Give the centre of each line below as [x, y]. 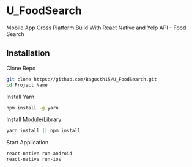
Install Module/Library [34, 119]
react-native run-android [39, 154]
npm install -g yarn [33, 108]
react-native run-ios [34, 160]
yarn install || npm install [43, 131]
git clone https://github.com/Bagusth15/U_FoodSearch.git [82, 79]
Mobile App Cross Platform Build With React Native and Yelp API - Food [96, 28]
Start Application [28, 143]
